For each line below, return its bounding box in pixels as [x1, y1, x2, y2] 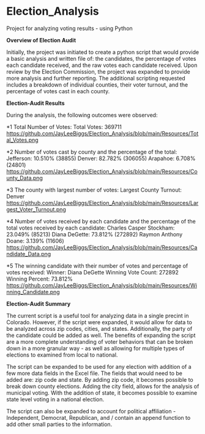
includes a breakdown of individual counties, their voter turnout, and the [6, 81, 188, 88]
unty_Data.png [6, 174, 43, 182]
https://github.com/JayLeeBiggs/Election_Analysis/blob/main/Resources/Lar [6, 199, 199, 206]
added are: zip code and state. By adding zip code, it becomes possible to [6, 376, 194, 383]
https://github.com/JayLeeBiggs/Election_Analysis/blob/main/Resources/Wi [6, 281, 198, 289]
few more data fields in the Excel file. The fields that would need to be [6, 370, 182, 377]
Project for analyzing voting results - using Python [6, 25, 133, 32]
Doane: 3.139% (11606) [6, 237, 64, 244]
